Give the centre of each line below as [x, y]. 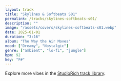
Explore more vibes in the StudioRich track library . [55, 73]
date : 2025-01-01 [23, 32]
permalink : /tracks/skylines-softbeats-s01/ [51, 19]
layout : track [20, 10]
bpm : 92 [13, 55]
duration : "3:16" [23, 37]
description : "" [21, 23]
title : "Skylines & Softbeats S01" [41, 14]
